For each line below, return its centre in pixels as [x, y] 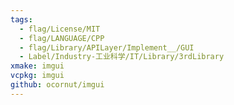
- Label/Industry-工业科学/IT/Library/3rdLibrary [122, 57]
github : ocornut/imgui [57, 85]
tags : [21, 19]
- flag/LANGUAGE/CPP [62, 38]
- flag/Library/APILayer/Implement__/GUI [107, 47]
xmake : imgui [37, 66]
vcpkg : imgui [37, 76]
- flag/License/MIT [60, 29]
